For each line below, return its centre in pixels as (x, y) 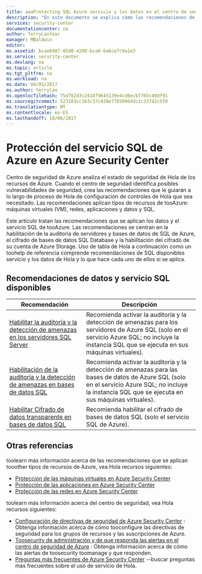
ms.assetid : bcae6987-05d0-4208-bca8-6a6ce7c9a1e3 (71, 51)
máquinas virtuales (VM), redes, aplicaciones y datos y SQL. (81, 209)
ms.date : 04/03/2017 (32, 85)
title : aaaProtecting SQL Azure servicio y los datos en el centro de (96, 12)
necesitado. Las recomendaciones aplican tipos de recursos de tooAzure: (97, 203)
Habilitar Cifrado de (37, 409)
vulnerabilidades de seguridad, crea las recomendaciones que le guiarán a (99, 190)
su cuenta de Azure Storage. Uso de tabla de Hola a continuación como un (99, 247)
